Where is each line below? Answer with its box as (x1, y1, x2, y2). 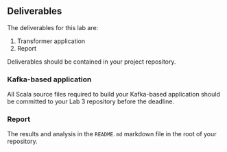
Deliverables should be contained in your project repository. (7, 58, 176, 66)
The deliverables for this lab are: (7, 23, 99, 31)
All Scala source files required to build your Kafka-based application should (7, 90, 221, 99)
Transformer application (16, 37, 86, 45)
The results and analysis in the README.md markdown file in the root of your (7, 130, 217, 138)
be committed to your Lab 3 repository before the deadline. (7, 97, 175, 105)
